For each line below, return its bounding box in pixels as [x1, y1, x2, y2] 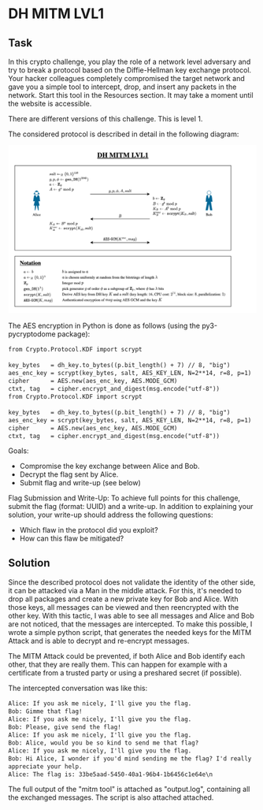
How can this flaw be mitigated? [19, 533, 124, 544]
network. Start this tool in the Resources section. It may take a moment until [8, 91, 254, 99]
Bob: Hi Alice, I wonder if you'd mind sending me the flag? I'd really [8, 754, 252, 763]
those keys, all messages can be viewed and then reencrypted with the [8, 602, 239, 611]
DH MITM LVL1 [8, 5, 105, 23]
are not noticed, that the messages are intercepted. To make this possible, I [8, 619, 253, 629]
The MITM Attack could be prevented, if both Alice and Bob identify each [8, 651, 246, 660]
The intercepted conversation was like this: [8, 683, 148, 693]
